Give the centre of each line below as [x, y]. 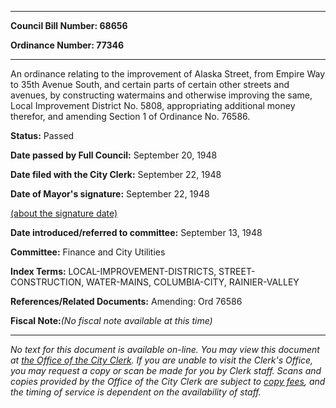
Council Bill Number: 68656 [69, 25]
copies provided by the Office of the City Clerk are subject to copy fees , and [168, 381]
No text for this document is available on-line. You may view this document [165, 349]
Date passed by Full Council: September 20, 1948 [114, 155]
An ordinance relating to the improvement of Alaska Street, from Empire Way [168, 74]
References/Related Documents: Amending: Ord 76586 [126, 301]
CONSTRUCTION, [47, 282]
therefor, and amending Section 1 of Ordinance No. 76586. [130, 116]
